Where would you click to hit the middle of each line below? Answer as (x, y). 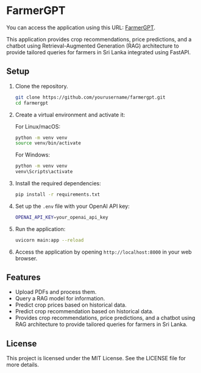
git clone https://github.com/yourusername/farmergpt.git (90, 97)
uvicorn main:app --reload (49, 240)
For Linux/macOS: (38, 126)
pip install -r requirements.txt (58, 194)
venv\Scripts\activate (44, 172)
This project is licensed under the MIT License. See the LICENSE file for (96, 358)
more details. (23, 365)
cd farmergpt (32, 103)
